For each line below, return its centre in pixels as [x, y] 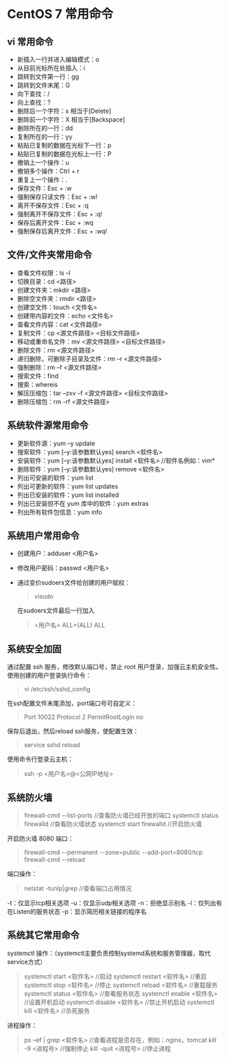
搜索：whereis [37, 384]
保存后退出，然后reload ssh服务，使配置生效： [73, 731]
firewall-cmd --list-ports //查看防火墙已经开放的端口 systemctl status [121, 816]
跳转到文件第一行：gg [48, 77]
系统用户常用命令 [43, 536]
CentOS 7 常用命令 [60, 14]
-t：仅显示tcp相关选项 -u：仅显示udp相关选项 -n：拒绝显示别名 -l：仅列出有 [115, 903]
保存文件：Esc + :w [44, 188]
